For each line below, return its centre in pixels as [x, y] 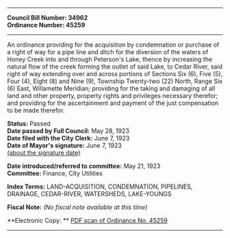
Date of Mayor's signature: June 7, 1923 [64, 145]
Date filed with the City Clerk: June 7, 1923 [68, 138]
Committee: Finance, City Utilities [55, 173]
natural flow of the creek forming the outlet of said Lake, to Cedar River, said [115, 67]
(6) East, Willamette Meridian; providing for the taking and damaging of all [111, 88]
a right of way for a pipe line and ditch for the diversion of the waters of [108, 52]
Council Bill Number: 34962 [48, 17]
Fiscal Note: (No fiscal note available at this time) [77, 207]
